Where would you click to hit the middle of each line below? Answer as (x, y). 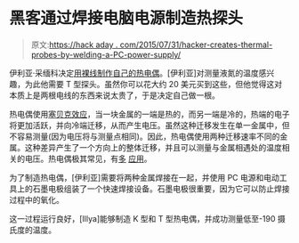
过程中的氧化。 (36, 199)
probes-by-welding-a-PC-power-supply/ (105, 54)
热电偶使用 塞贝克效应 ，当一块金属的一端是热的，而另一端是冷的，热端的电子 (149, 114)
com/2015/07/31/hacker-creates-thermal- (196, 45)
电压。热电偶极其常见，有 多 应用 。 (88, 158)
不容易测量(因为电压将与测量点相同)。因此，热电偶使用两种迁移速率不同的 (145, 136)
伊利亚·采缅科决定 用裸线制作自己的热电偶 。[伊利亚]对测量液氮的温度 (134, 73)
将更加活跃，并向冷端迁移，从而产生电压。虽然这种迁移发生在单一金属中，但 (149, 125)
